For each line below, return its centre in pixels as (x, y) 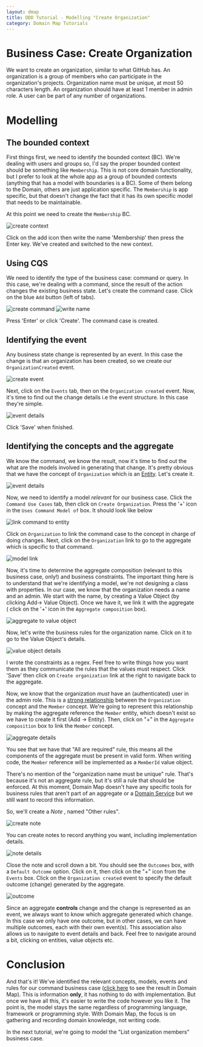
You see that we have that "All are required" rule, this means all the (89, 749)
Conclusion (36, 964)
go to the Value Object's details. (46, 639)
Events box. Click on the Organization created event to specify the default (99, 878)
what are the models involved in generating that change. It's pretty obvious (100, 467)
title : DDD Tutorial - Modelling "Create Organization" (78, 18)
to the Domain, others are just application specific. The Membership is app (97, 189)
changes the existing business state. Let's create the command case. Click (100, 291)
